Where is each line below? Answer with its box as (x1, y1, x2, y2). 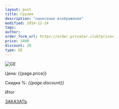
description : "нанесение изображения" (5, 16, 84, 21)
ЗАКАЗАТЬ (5, 98, 28, 104)
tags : (5, 25, 16, 30)
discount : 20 (5, 43, 32, 48)
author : (5, 30, 21, 34)
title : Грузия (5, 12, 34, 16)
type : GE (5, 47, 23, 52)
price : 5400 (5, 39, 29, 44)
